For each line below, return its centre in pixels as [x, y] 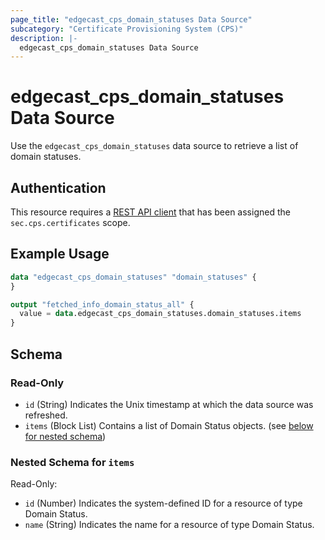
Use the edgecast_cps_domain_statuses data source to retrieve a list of [154, 146]
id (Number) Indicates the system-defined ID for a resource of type [163, 503]
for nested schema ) [65, 436]
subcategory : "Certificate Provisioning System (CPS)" [127, 29]
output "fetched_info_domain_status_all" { [102, 304]
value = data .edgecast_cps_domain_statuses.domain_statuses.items [160, 314]
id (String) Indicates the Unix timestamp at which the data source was [169, 404]
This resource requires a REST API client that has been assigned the [150, 212]
